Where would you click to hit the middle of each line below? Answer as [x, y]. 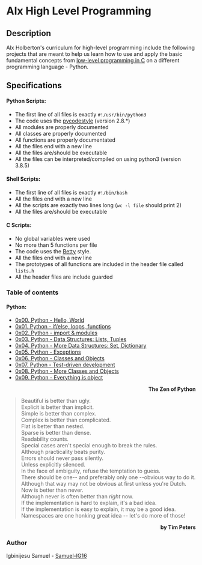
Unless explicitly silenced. [53, 465]
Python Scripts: [26, 101]
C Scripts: [19, 225]
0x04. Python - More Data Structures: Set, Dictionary [81, 346]
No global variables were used [53, 239]
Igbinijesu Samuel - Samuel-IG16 [47, 556]
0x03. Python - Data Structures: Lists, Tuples [71, 339]
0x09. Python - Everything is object [59, 378]
